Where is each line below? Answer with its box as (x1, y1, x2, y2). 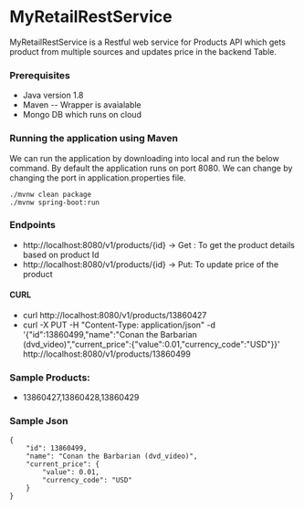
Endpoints (9, 219, 57, 232)
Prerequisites (9, 68, 70, 81)
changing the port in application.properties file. (9, 171, 187, 183)
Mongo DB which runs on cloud (22, 109, 142, 120)
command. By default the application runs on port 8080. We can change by (9, 162, 293, 173)
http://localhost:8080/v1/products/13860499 (22, 348, 192, 359)
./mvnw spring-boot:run (9, 198, 100, 207)
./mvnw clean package (9, 190, 92, 199)
